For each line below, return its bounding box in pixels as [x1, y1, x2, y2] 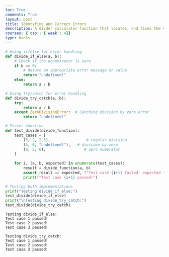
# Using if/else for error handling [5, 49, 82, 54]
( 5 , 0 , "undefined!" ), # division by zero [23, 142, 118, 147]
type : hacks [5, 36, 30, 41]
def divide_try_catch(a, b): [5, 96, 66, 101]
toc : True [5, 7, 26, 13]
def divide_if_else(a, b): [5, 54, 62, 59]
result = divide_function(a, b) [23, 165, 92, 170]
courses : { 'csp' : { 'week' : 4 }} [5, 31, 71, 36]
